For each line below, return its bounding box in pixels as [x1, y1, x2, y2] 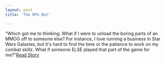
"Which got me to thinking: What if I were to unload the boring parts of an [5, 30, 158, 36]
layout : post [5, 7, 33, 13]
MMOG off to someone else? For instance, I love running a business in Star [5, 36, 160, 42]
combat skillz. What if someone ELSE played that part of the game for [5, 46, 150, 52]
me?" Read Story [5, 51, 39, 58]
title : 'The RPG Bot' [5, 12, 51, 17]
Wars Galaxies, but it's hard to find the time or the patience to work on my [5, 41, 159, 47]
